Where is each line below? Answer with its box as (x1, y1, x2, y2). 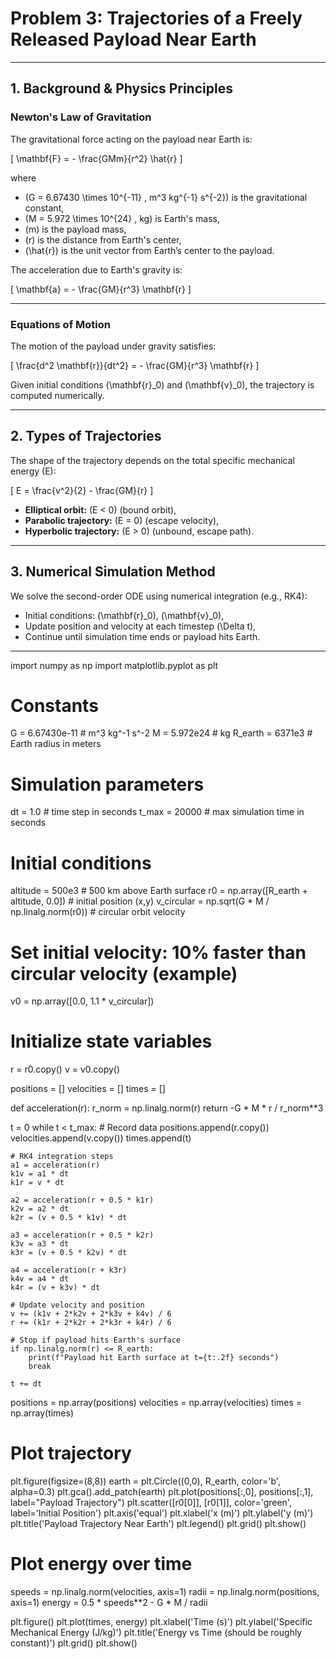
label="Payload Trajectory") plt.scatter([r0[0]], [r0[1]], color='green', (10, 1497, 292, 1509)
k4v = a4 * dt (10, 1274, 70, 1284)
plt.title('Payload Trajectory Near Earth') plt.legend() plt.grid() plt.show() (10, 1518, 307, 1530)
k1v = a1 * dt (10, 1169, 70, 1179)
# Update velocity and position (10, 1300, 145, 1311)
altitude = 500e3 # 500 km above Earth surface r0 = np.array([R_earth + (10, 885, 308, 897)
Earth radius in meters (10, 738, 102, 750)
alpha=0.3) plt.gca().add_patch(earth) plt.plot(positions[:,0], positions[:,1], (10, 1486, 314, 1498)
